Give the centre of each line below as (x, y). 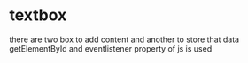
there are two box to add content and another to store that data (124, 39)
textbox (38, 15)
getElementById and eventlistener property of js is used (111, 48)
